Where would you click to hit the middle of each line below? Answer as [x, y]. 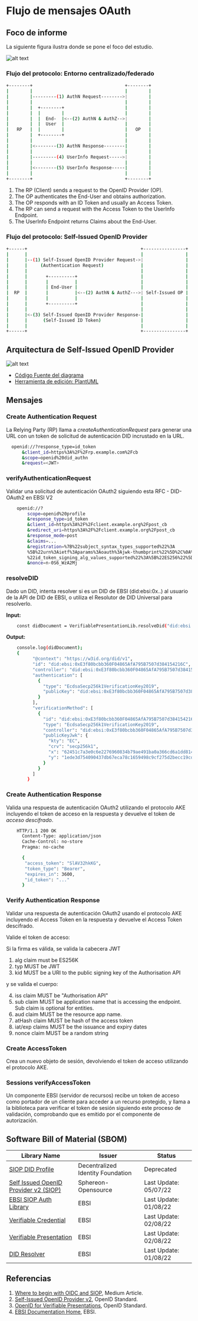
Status [166, 1156]
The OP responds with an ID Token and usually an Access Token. [93, 203]
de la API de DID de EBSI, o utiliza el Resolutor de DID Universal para [89, 597]
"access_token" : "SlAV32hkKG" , [63, 863]
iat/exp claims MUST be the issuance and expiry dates [81, 1027]
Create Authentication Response [54, 794]
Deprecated [160, 1169]
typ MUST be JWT [37, 966]
